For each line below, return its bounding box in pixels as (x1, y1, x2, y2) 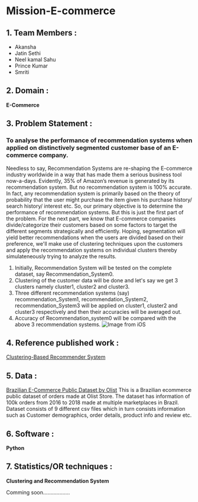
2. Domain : (6, 86, 49, 96)
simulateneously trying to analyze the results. (6, 253, 117, 260)
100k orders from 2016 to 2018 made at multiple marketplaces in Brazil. (6, 399, 179, 406)
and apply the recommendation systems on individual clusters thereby (6, 246, 177, 253)
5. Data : (6, 371, 37, 381)
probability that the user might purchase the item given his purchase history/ (6, 196, 192, 203)
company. (38, 151, 69, 159)
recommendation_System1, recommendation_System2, (14, 295, 148, 303)
